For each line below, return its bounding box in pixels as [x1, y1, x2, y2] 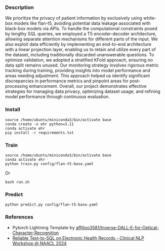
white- [143, 15, 157, 21]
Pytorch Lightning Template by [12, 225, 75, 231]
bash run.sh [5, 179, 30, 184]
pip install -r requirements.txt [5, 130, 74, 135]
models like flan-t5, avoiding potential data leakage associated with [14, 20, 151, 26]
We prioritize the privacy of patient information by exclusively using [5, 15, 142, 21]
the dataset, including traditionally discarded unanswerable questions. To [5, 52, 154, 58]
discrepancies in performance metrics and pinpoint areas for [5, 78, 129, 84]
